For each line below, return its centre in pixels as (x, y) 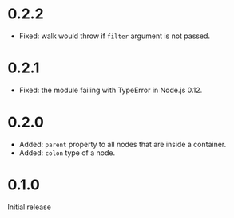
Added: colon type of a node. (67, 153)
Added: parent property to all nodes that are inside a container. (123, 144)
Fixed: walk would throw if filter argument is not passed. (115, 36)
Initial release (29, 207)
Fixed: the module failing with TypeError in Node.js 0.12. (111, 90)
